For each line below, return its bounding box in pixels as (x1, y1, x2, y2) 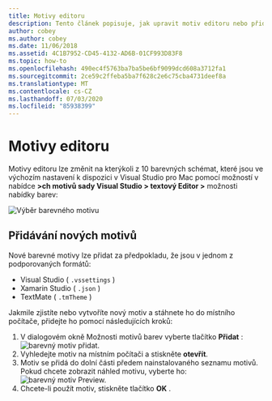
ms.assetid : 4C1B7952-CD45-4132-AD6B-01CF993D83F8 (8, 49, 183, 58)
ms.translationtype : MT (8, 79, 89, 87)
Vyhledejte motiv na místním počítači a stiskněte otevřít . (19, 349, 209, 359)
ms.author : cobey (8, 34, 67, 43)
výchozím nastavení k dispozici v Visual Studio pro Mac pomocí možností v (8, 173, 259, 182)
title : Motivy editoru (8, 11, 85, 20)
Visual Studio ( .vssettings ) (19, 275, 116, 284)
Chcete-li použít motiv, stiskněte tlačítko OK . (19, 383, 172, 393)
